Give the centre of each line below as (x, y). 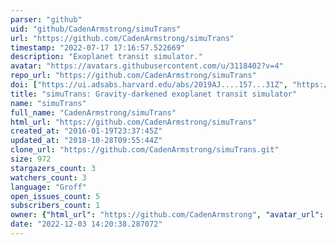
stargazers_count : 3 (53, 168)
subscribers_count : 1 (55, 206)
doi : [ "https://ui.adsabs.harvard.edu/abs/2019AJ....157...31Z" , (149, 85)
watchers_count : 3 (48, 177)
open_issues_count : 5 (55, 196)
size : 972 (31, 159)
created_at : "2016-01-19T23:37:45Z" (86, 131)
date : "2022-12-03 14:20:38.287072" (86, 224)
